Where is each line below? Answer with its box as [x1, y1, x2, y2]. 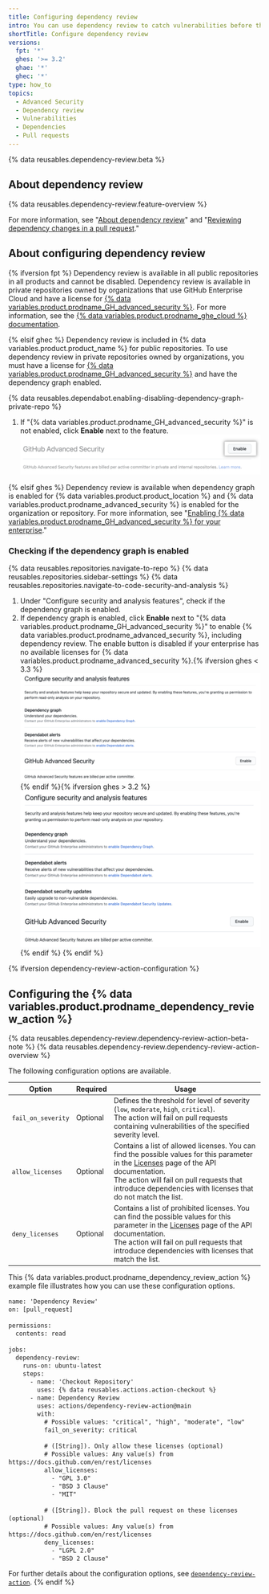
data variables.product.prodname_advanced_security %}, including [19, 631, 243, 640]
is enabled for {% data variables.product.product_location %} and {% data [8, 491, 254, 501]
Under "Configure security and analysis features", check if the [19, 596, 226, 606]
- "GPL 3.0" [50, 1474, 91, 1482]
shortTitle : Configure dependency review [8, 30, 149, 38]
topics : [8, 89, 34, 97]
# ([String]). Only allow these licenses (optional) [43, 1442, 224, 1450]
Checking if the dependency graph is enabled [8, 545, 190, 556]
